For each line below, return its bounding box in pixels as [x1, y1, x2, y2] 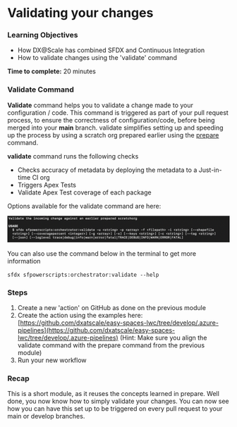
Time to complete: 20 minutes [7, 67, 97, 75]
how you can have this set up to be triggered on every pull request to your [7, 404, 223, 413]
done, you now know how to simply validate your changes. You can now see [7, 397, 229, 406]
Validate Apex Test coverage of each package [17, 188, 152, 197]
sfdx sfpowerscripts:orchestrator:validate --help [7, 271, 159, 278]
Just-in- [198, 166, 222, 174]
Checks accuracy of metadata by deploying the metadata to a [17, 166, 197, 174]
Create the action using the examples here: [17, 311, 143, 320]
